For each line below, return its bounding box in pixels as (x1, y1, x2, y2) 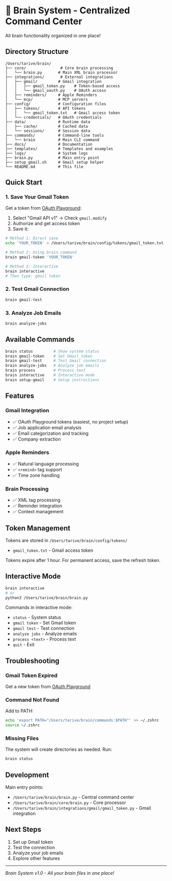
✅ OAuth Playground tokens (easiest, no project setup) (12, 418, 128, 425)
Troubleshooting (5, 656, 60, 665)
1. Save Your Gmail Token (5, 193, 69, 201)
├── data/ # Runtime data (5, 119, 91, 125)
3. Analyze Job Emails (5, 309, 61, 316)
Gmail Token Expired (5, 672, 58, 679)
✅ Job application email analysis (12, 424, 82, 430)
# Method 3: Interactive (5, 264, 58, 269)
